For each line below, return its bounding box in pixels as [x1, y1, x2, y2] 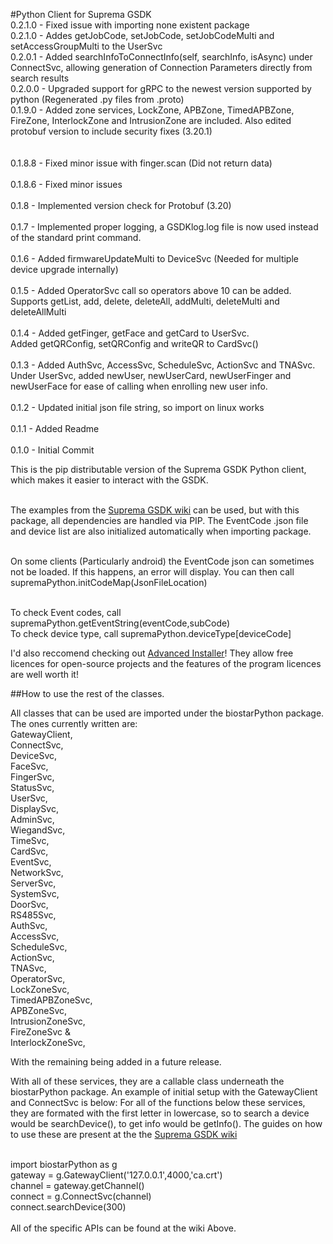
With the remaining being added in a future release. [10, 1056, 222, 1068]
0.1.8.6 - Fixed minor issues [10, 179, 123, 190]
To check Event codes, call [10, 607, 122, 618]
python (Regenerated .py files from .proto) [10, 94, 185, 105]
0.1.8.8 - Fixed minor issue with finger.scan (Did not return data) [10, 157, 273, 169]
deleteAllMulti [10, 306, 67, 318]
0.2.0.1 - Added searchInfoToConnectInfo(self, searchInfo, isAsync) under [10, 51, 313, 63]
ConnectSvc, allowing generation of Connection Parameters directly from [10, 62, 313, 73]
